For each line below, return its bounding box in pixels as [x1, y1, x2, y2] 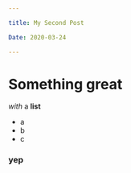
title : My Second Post [8, 19, 84, 27]
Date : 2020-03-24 [8, 33, 67, 41]
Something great [8, 75, 123, 93]
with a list [8, 101, 42, 111]
